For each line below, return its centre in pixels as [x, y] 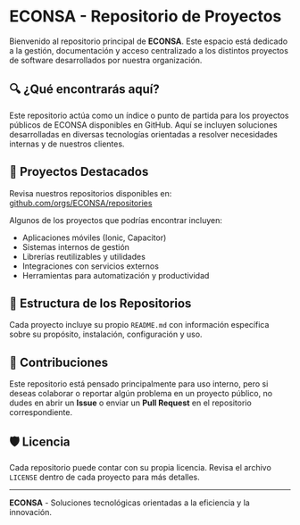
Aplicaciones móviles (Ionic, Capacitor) [94, 237]
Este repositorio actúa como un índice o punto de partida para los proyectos [149, 115]
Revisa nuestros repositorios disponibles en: [91, 193]
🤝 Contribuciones [59, 362]
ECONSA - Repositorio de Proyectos [146, 17]
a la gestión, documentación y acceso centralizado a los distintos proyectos [149, 50]
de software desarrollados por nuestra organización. [106, 60]
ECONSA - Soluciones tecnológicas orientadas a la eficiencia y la [129, 503]
